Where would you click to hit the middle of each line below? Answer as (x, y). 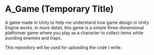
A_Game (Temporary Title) (60, 9)
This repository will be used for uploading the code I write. (64, 47)
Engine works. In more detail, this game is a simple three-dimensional (75, 27)
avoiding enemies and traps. (33, 38)
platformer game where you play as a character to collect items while (74, 33)
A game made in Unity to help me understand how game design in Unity (77, 22)
